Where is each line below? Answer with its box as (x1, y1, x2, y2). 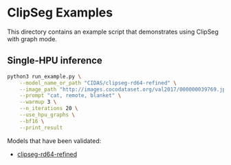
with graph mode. (7, 34, 57, 43)
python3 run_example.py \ (7, 73, 81, 80)
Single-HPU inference (7, 55, 103, 67)
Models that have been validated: (7, 136, 102, 145)
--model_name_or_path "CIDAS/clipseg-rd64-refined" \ (19, 79, 177, 87)
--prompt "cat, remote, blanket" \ (19, 92, 122, 99)
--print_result (19, 124, 63, 131)
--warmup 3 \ (19, 98, 57, 106)
